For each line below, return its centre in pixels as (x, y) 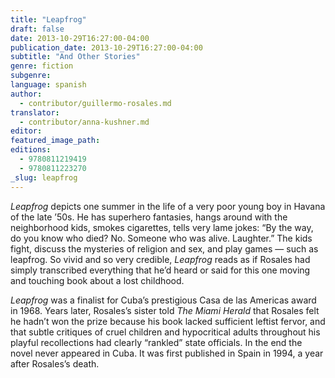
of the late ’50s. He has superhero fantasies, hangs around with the (149, 217)
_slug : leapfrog (44, 177)
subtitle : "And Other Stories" (75, 57)
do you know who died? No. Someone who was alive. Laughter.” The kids (161, 238)
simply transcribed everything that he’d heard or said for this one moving (160, 270)
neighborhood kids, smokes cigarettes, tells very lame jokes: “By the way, (162, 227)
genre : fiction (42, 66)
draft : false (37, 29)
